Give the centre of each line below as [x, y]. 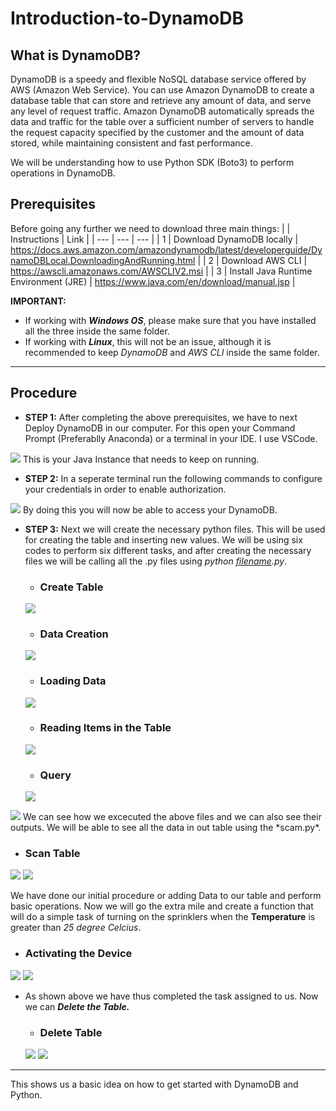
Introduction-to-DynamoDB [127, 18]
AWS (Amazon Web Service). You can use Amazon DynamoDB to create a [162, 90]
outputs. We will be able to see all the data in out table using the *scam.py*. [166, 828]
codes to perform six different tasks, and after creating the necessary [168, 550]
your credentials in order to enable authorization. [125, 489]
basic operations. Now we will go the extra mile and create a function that [162, 906]
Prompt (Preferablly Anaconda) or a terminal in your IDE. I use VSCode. [171, 438]
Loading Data [73, 681]
